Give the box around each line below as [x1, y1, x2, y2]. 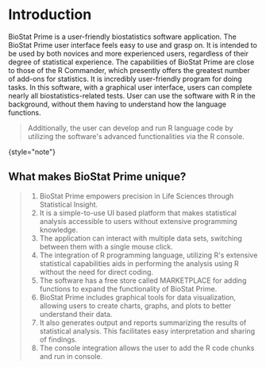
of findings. [39, 334, 78, 344]
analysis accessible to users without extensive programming [39, 216, 237, 226]
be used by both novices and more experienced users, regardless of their [8, 48, 249, 58]
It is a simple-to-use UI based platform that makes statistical [39, 208, 237, 218]
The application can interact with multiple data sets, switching [39, 233, 242, 243]
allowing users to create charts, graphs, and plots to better [39, 300, 232, 311]
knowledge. [39, 225, 79, 234]
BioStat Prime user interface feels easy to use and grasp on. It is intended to [8, 40, 258, 49]
